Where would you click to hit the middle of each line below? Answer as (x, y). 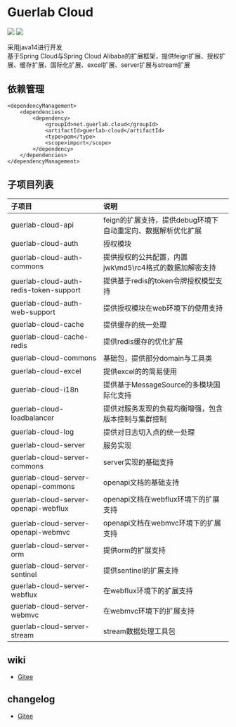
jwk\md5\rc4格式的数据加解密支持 (159, 267)
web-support (33, 312)
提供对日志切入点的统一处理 (149, 432)
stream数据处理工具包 (139, 631)
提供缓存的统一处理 (135, 325)
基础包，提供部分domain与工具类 (158, 358)
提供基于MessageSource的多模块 (158, 385)
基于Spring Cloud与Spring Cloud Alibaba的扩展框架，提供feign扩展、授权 (113, 56)
